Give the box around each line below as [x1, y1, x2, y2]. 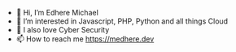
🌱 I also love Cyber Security [15, 25, 110, 34]
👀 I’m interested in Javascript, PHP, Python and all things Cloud [15, 16, 229, 26]
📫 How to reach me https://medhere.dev [15, 34, 155, 44]
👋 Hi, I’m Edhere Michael [15, 8, 99, 17]
